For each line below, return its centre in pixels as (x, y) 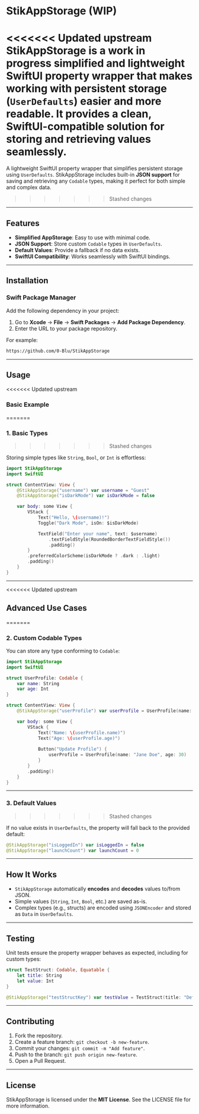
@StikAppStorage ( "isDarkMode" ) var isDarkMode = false (86, 496)
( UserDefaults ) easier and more (84, 101)
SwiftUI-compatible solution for (85, 127)
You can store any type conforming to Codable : (63, 651)
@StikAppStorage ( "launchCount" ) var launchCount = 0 (73, 851)
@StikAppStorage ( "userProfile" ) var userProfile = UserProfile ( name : (105, 711)
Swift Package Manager (41, 297)
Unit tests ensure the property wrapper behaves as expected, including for (97, 953)
